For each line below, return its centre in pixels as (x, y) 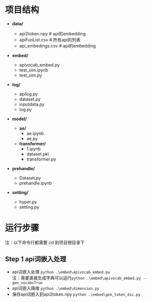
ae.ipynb (35, 133)
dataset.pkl (38, 154)
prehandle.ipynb (36, 183)
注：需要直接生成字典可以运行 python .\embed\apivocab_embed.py (76, 278)
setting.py (29, 207)
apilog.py (28, 94)
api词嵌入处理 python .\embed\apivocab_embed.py (61, 271)
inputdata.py (32, 104)
